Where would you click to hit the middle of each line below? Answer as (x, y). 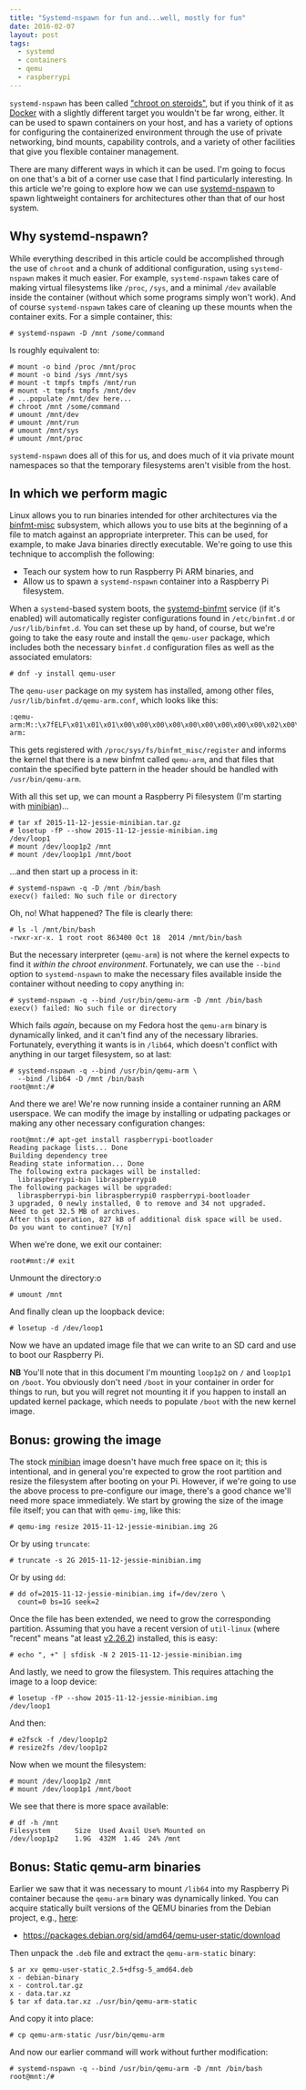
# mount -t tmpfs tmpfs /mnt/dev (73, 391)
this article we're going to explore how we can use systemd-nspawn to (143, 189)
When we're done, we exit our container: (86, 1245)
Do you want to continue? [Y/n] (71, 1228)
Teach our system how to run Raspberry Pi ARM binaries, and (138, 572)
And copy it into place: (51, 2019)
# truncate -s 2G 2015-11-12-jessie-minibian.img (106, 1561)
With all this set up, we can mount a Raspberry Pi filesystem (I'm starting (146, 797)
